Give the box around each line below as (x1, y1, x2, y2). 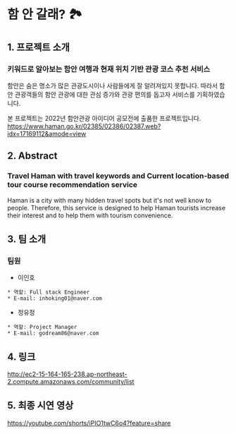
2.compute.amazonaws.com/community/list (7, 378, 135, 386)
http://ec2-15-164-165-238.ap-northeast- (7, 370, 128, 378)
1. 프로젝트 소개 (7, 41, 70, 53)
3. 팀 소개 (7, 233, 46, 245)
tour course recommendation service (7, 180, 138, 190)
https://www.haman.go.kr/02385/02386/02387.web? (7, 121, 161, 131)
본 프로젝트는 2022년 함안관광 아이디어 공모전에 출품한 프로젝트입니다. (7, 114, 201, 122)
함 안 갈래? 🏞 (7, 6, 83, 23)
